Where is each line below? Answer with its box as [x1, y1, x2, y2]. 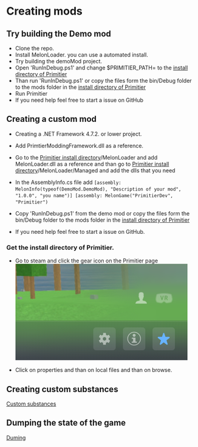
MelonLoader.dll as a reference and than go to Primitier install [15, 160, 169, 167]
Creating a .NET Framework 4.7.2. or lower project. [15, 130, 142, 138]
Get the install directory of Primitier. [6, 243, 114, 252]
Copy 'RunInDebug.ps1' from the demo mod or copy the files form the [15, 209, 190, 217]
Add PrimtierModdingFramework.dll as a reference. [15, 142, 144, 149]
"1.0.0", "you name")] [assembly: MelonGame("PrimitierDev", [15, 192, 174, 199]
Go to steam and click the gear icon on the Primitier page [15, 257, 159, 264]
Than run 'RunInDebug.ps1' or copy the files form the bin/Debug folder [15, 77, 193, 84]
